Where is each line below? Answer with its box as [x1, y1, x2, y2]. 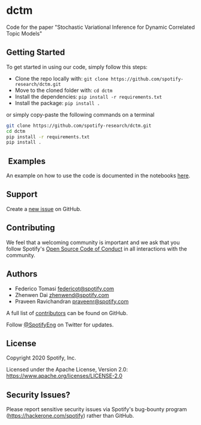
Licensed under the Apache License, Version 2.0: [6, 366, 128, 373]
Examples [8, 156, 46, 166]
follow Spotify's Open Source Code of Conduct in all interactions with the [6, 245, 187, 252]
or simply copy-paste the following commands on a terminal [6, 111, 155, 118]
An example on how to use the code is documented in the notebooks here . [6, 172, 191, 179]
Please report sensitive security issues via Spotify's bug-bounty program [6, 406, 187, 413]
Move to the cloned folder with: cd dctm [14, 87, 113, 94]
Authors [6, 269, 38, 280]
